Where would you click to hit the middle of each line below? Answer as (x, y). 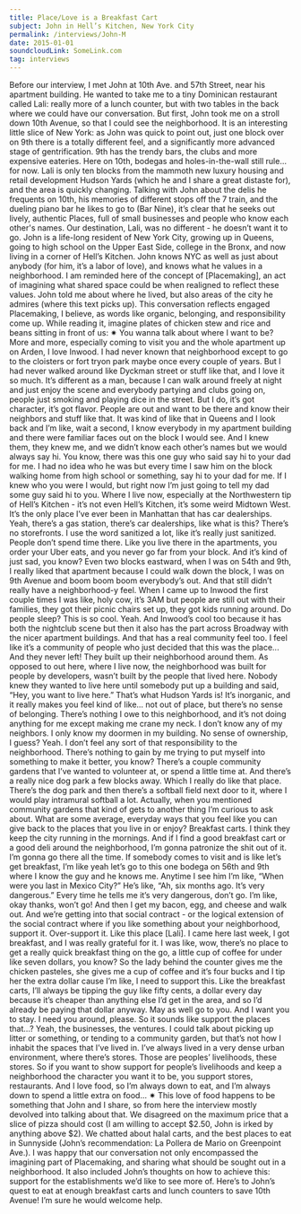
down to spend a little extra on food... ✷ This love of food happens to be (142, 1095)
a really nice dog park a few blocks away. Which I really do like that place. (146, 781)
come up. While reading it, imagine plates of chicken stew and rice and (140, 323)
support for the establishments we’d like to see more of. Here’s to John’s (142, 1181)
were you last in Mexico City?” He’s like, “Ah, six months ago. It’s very (137, 886)
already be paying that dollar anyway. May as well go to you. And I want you (150, 1009)
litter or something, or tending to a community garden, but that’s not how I (146, 1038)
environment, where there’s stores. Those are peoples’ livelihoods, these (143, 1057)
